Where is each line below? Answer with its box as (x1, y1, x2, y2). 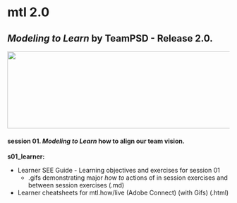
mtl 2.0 (7, 4, 50, 20)
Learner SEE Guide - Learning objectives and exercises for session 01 (17, 166, 221, 175)
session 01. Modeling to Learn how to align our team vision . (7, 137, 185, 145)
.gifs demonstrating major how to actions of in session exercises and (28, 173, 228, 182)
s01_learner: (7, 152, 45, 161)
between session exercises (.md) (28, 181, 125, 190)
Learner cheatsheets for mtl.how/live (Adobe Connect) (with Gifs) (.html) (17, 188, 229, 197)
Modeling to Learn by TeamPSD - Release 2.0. (7, 32, 213, 44)
